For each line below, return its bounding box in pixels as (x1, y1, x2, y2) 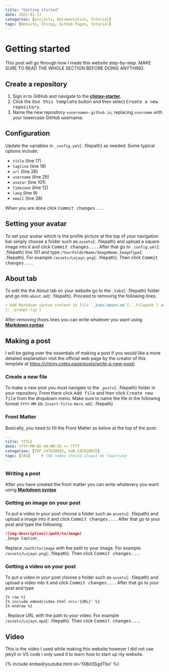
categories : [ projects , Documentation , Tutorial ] (5, 17, 112, 22)
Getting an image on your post (5, 500, 80, 507)
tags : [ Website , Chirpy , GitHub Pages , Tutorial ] (5, 21, 112, 27)
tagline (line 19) (12, 163, 46, 169)
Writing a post (5, 470, 41, 477)
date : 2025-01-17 (5, 12, 42, 17)
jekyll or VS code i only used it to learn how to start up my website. (5, 651, 144, 657)
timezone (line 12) (12, 185, 49, 191)
